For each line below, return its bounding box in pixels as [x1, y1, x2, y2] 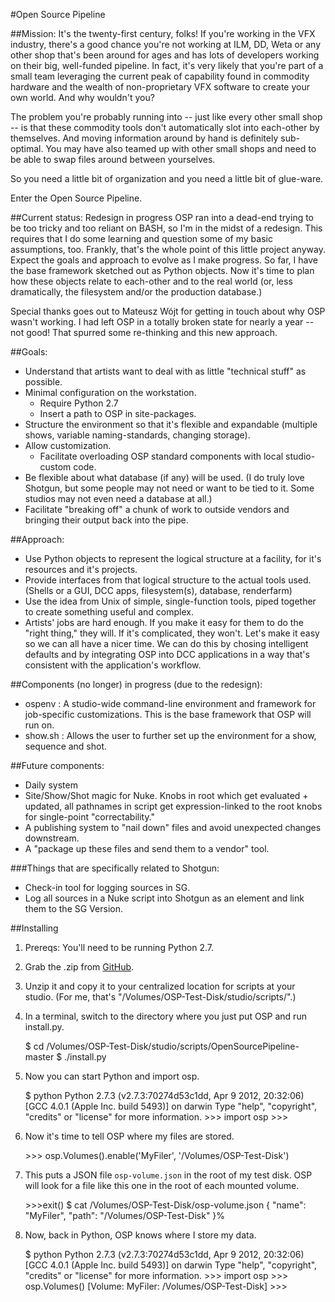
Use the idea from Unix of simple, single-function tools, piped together [24, 595, 317, 607]
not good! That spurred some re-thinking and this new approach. [10, 327, 278, 338]
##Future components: [10, 760, 105, 771]
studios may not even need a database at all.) [24, 493, 213, 504]
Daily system [24, 779, 78, 791]
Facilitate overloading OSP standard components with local [39, 450, 284, 462]
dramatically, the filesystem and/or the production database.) [10, 286, 263, 298]
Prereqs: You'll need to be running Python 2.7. [24, 942, 214, 953]
